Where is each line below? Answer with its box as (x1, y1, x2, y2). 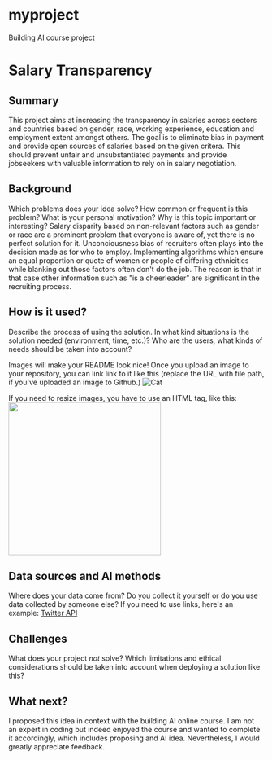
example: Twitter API (8, 608, 78, 618)
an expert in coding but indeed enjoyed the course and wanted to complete (8, 725, 261, 734)
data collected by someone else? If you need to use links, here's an (8, 600, 234, 609)
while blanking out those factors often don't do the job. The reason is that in (8, 264, 262, 274)
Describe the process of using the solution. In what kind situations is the (8, 327, 250, 336)
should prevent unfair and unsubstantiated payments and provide (8, 149, 227, 160)
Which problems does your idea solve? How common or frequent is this (8, 204, 248, 213)
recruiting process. (8, 281, 71, 291)
